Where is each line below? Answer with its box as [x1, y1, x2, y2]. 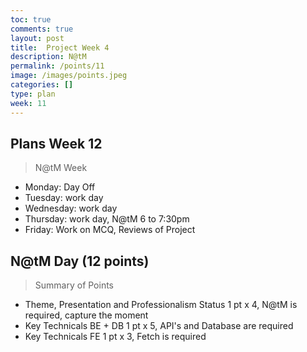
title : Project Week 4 [10, 42, 110, 53]
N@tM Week [34, 162, 88, 174]
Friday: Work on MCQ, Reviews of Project [24, 224, 196, 236]
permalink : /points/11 [10, 61, 105, 71]
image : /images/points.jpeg [10, 71, 128, 81]
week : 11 [10, 98, 47, 108]
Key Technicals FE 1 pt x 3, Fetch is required [24, 331, 207, 343]
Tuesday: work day [24, 192, 104, 204]
